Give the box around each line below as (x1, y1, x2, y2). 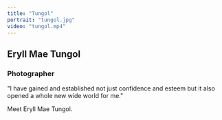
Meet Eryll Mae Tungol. (7, 105, 73, 113)
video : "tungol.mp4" (7, 23, 67, 29)
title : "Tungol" (7, 10, 54, 17)
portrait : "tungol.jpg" (7, 16, 76, 23)
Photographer (7, 69, 55, 78)
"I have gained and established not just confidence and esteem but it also (7, 84, 215, 93)
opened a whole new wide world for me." (7, 92, 124, 100)
